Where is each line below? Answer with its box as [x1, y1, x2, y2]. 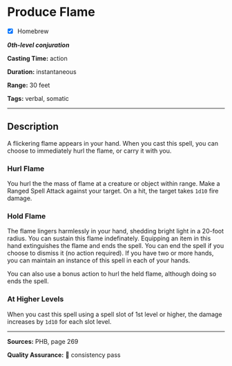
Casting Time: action [7, 55, 68, 62]
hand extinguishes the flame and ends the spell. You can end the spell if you [7, 242, 224, 250]
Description [7, 121, 59, 133]
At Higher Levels [7, 294, 64, 304]
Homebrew [17, 27, 49, 35]
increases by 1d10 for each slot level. [7, 317, 112, 325]
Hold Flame [7, 211, 46, 221]
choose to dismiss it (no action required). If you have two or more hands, [7, 249, 214, 258]
